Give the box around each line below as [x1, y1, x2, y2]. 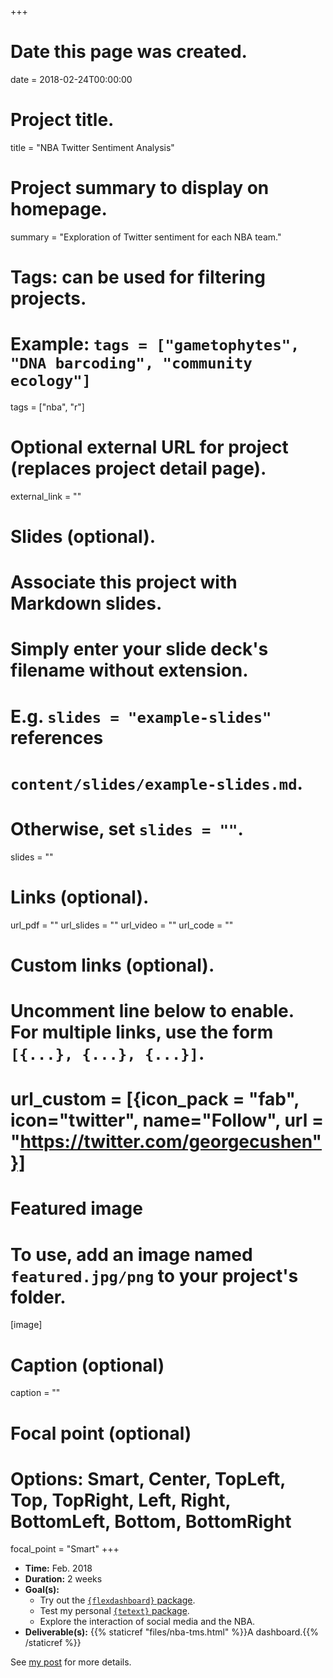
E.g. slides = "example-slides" [10, 705, 272, 728]
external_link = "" [10, 490, 82, 502]
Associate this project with [10, 571, 238, 594]
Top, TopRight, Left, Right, [10, 1489, 232, 1511]
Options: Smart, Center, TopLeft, [10, 1467, 286, 1490]
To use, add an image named [10, 1243, 253, 1266]
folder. [10, 1286, 67, 1308]
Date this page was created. [10, 41, 248, 63]
